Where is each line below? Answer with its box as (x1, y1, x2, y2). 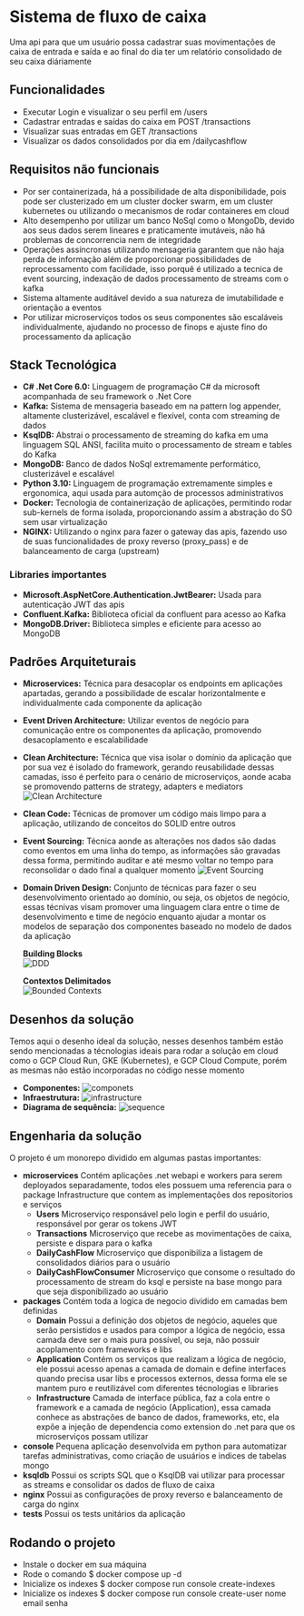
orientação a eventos (22, 302, 103, 313)
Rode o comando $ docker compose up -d (22, 1568, 182, 1580)
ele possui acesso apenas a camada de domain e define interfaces (35, 1363, 287, 1375)
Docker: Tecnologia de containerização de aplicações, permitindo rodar (22, 498, 292, 509)
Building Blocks (22, 948, 83, 959)
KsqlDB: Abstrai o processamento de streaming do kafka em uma (22, 429, 269, 440)
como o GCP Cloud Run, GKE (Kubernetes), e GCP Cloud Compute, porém (9, 1055, 288, 1066)
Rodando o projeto (9, 1535, 116, 1550)
